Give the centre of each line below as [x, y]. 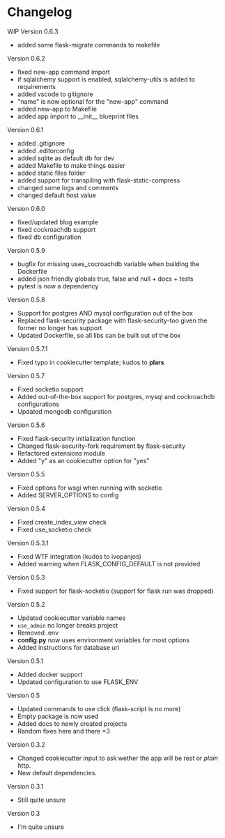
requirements [36, 86]
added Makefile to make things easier [71, 165]
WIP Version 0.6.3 [33, 31]
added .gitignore [41, 143]
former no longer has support [60, 327]
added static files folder [51, 173]
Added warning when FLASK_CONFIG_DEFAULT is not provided [109, 564]
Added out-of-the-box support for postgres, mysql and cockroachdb [116, 396]
